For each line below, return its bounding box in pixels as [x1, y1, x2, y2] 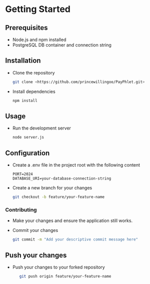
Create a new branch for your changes [12, 185, 92, 191]
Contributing [5, 206, 37, 213]
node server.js [12, 135, 44, 140]
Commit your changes [12, 227, 58, 233]
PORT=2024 [12, 171, 33, 177]
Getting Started [5, 3, 71, 15]
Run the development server [12, 125, 71, 131]
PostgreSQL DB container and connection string [12, 42, 111, 48]
